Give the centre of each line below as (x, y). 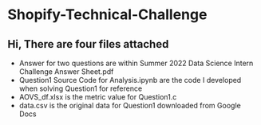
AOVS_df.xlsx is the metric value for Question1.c (98, 97)
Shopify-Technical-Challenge (107, 15)
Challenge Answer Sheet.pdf (66, 72)
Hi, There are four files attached (88, 44)
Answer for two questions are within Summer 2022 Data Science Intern (136, 63)
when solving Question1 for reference (81, 88)
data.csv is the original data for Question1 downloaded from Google (130, 105)
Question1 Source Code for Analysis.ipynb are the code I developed (130, 80)
